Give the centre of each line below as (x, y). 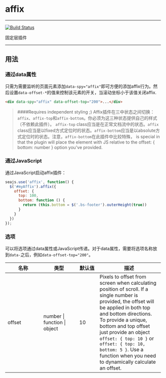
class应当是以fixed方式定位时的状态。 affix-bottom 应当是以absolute (86, 130)
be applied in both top (125, 307)
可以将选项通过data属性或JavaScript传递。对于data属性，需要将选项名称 (79, 248)
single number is (119, 295)
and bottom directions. (126, 313)
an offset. (111, 368)
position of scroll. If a (124, 289)
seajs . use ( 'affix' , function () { (40, 182)
